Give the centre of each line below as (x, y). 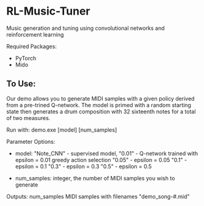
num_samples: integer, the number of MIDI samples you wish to (95, 178)
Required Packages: (31, 46)
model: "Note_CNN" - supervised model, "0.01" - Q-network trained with (107, 153)
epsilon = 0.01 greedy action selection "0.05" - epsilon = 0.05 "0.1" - (101, 160)
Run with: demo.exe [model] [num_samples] (62, 130)
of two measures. (28, 118)
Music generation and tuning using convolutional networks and (86, 28)
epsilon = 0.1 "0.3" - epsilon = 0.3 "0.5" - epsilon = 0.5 (83, 166)
